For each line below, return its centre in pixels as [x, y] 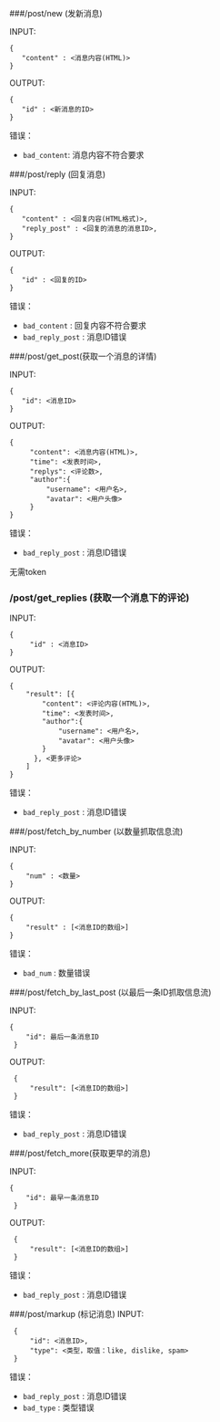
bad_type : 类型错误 [58, 1407]
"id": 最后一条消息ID [63, 1037]
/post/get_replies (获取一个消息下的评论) [100, 598]
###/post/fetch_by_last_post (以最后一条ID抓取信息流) [110, 992]
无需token [28, 572]
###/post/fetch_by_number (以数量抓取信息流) [96, 831]
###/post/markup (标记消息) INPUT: [77, 1314]
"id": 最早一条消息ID [63, 1198]
